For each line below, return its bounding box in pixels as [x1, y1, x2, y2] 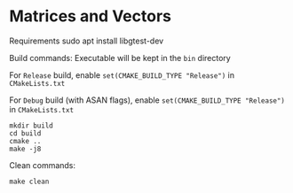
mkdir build [9, 121, 53, 130]
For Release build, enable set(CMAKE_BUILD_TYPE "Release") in [9, 69, 235, 81]
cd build [9, 128, 42, 138]
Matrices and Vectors [9, 6, 171, 27]
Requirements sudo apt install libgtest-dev [9, 35, 164, 46]
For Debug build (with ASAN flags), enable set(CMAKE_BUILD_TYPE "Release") [9, 95, 286, 105]
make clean [9, 177, 50, 186]
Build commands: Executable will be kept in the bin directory [9, 52, 231, 63]
